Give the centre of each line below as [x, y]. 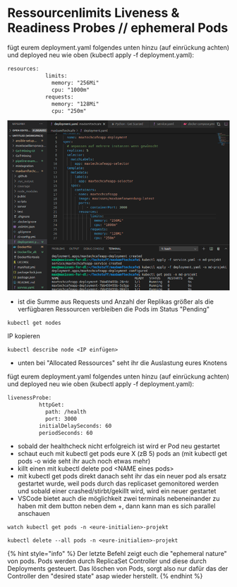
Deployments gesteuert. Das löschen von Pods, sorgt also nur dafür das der [117, 568]
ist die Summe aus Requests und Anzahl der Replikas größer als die [115, 302]
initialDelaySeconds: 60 [75, 426]
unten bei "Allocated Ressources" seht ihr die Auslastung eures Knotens [122, 363]
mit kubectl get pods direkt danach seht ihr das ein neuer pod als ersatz [122, 476]
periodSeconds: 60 [66, 433]
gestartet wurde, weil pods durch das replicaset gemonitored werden [118, 483]
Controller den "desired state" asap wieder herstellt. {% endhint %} [105, 576]
